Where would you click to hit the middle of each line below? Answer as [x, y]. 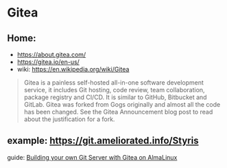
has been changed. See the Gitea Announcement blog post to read [118, 112]
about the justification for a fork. [69, 119]
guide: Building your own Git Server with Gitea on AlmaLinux [92, 157]
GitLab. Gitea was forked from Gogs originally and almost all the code [122, 104]
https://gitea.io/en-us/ [48, 62]
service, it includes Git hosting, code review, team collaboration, [114, 90]
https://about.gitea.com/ [51, 54]
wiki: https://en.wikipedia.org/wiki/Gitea [73, 69]
